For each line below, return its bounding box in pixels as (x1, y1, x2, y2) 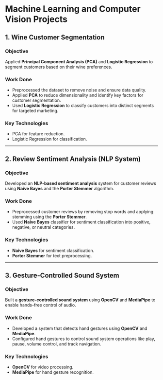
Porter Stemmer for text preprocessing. (12, 253, 92, 258)
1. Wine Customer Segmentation (5, 33, 105, 41)
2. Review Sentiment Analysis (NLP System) (5, 155, 141, 163)
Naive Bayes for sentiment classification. (12, 247, 95, 253)
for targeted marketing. (12, 108, 59, 114)
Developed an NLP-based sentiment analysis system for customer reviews (5, 181, 156, 186)
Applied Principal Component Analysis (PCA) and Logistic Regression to (5, 58, 153, 64)
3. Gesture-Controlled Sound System (5, 271, 120, 280)
